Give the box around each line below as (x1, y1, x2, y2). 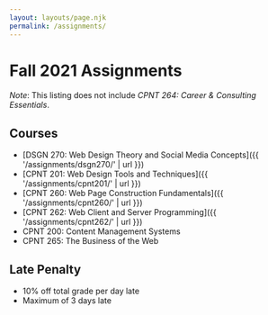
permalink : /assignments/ (9, 22, 106, 31)
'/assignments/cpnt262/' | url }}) (22, 217, 143, 228)
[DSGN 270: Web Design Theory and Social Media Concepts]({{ (22, 149, 259, 160)
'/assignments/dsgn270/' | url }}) (22, 159, 145, 170)
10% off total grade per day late (22, 285, 140, 297)
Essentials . (9, 100, 49, 111)
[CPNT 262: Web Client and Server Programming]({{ (22, 207, 218, 218)
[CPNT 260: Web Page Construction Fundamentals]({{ (22, 188, 224, 199)
